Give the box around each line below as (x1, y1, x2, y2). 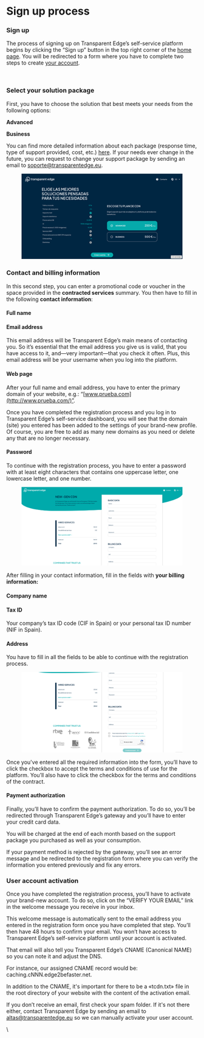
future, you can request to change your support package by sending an (6, 155, 185, 162)
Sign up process (6, 4, 90, 18)
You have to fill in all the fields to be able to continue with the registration (6, 654, 188, 661)
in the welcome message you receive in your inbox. (6, 903, 135, 911)
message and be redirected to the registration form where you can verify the (6, 855, 198, 862)
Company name (6, 592, 47, 599)
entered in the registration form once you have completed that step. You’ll (6, 922, 191, 929)
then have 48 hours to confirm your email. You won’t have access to (6, 928, 177, 936)
